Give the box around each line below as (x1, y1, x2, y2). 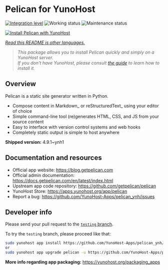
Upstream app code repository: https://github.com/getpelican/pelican (12, 183, 156, 189)
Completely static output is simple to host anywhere (12, 129, 120, 135)
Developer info (5, 208, 52, 216)
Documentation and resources (5, 154, 102, 162)
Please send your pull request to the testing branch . (5, 221, 113, 227)
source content (12, 119, 44, 125)
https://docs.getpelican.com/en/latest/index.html (12, 177, 113, 183)
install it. (17, 65, 35, 71)
